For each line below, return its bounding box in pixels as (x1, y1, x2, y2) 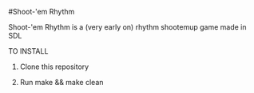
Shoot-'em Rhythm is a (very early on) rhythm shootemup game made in (8, 22, 247, 31)
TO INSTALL (8, 46, 49, 55)
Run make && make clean (19, 78, 104, 87)
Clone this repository (19, 62, 89, 71)
